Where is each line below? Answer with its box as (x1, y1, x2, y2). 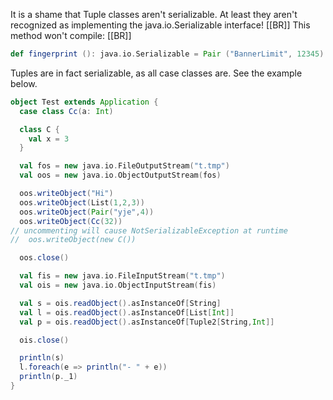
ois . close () (19, 335, 70, 345)
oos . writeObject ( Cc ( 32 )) (19, 216, 123, 226)
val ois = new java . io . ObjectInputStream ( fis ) (19, 280, 217, 290)
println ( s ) (19, 353, 65, 363)
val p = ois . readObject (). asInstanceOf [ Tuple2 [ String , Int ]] (19, 317, 275, 327)
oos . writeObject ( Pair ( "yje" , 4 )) (19, 207, 155, 217)
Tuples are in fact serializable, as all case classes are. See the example (10, 67, 303, 79)
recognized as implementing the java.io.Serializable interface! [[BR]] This (10, 19, 311, 31)
